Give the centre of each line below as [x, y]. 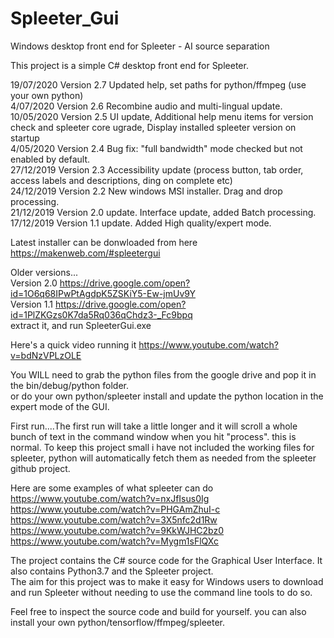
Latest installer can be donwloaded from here [104, 242]
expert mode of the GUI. [60, 406]
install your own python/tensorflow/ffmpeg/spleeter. [118, 622]
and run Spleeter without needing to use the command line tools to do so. [161, 592]
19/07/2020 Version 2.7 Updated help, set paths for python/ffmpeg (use [158, 84]
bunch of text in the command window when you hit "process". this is [153, 436]
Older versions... [44, 272]
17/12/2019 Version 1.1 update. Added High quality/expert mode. [141, 223]
